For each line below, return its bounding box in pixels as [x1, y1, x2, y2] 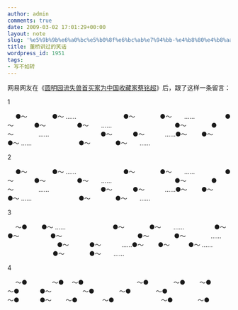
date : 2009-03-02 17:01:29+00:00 [7, 23, 106, 30]
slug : [7, 37, 23, 44]
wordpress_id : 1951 [7, 50, 65, 57]
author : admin [7, 10, 50, 18]
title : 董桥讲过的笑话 [7, 43, 67, 50]
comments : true [7, 17, 52, 24]
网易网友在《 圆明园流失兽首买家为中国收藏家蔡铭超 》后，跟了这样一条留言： [7, 83, 231, 92]
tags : [7, 57, 23, 64]
